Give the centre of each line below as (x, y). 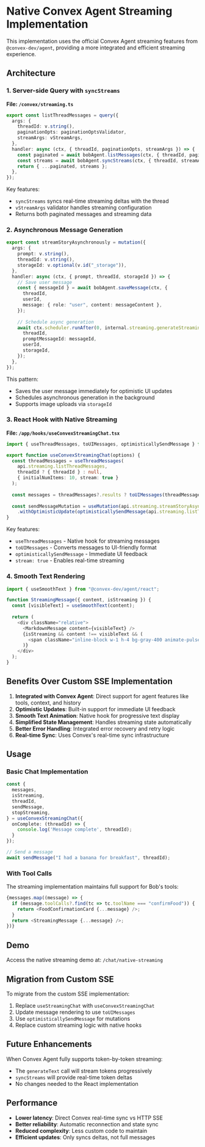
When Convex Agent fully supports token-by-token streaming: (85, 1059)
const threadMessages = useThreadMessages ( (68, 461)
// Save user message (45, 282)
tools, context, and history (48, 703)
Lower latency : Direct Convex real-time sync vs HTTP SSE (89, 1118)
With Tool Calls (29, 873)
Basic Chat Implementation (47, 772)
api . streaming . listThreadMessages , (63, 466)
